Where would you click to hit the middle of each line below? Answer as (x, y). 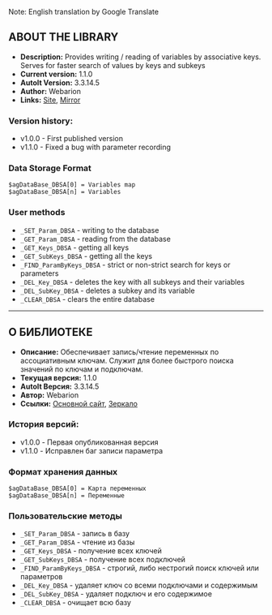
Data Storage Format (50, 168)
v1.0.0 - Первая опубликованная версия (89, 442)
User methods (37, 213)
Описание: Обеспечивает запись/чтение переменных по (119, 351)
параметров (41, 577)
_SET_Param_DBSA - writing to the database (89, 230)
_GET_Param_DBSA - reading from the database (96, 239)
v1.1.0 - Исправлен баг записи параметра (91, 450)
